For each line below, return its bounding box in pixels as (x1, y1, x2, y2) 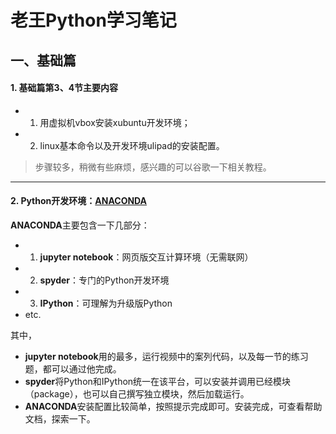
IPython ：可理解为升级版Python (39, 297, 173, 309)
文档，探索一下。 (24, 412, 96, 425)
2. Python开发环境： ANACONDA (10, 195, 148, 207)
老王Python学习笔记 (10, 9, 177, 32)
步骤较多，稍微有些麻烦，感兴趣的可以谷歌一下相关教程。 (34, 161, 272, 173)
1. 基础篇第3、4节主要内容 (10, 82, 119, 94)
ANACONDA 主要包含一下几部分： (10, 219, 150, 231)
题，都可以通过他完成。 (24, 362, 122, 375)
